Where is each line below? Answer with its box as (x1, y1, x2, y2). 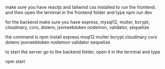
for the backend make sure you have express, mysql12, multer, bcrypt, (5, 19, 150, 25)
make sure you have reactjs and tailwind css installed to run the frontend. (5, 4, 156, 10)
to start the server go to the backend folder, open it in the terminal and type (5, 49, 160, 55)
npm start (5, 59, 25, 64)
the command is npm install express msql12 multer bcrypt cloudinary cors (5, 34, 157, 40)
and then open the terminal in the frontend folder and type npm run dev (5, 9, 152, 15)
